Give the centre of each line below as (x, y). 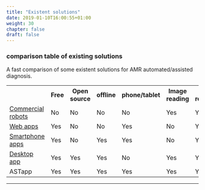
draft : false (23, 35)
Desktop (21, 154)
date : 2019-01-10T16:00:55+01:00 (49, 18)
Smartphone (27, 137)
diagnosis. (19, 76)
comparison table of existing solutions (65, 56)
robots (19, 116)
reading (178, 99)
